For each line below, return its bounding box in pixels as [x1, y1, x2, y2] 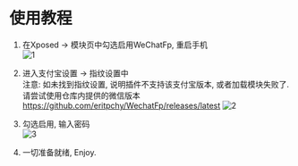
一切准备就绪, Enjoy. [21, 146, 97, 157]
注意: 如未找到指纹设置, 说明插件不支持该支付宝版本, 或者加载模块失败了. [21, 79, 289, 89]
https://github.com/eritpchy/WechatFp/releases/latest [21, 100, 221, 111]
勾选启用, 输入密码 [21, 118, 90, 129]
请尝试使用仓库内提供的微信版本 [21, 90, 140, 101]
